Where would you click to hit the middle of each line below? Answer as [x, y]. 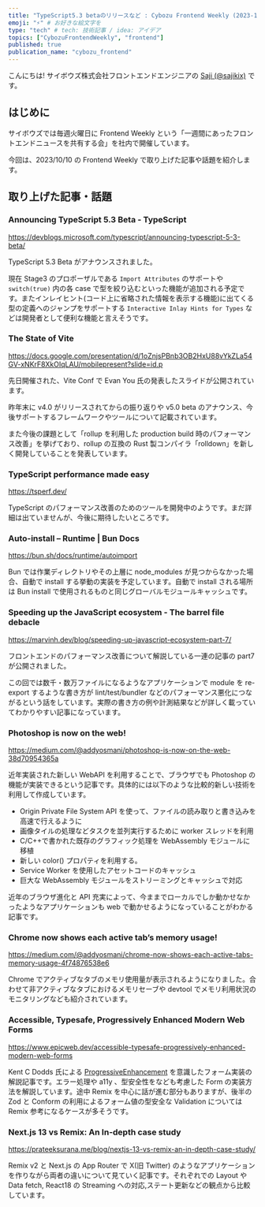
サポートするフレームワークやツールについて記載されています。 [118, 417]
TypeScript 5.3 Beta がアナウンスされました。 [83, 262]
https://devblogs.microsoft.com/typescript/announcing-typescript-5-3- [124, 237]
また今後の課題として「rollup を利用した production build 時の [109, 434]
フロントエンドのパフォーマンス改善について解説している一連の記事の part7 [131, 656]
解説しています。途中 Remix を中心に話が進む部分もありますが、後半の [137, 1091]
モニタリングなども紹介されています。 [70, 999]
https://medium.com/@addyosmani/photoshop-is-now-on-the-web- [119, 750]
